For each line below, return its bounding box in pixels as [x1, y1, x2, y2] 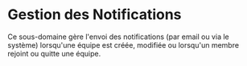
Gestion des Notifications [7, 6, 182, 24]
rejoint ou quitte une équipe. [7, 49, 101, 58]
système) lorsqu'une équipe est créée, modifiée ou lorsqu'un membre [7, 40, 239, 49]
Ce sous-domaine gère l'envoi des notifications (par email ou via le [7, 32, 230, 41]
